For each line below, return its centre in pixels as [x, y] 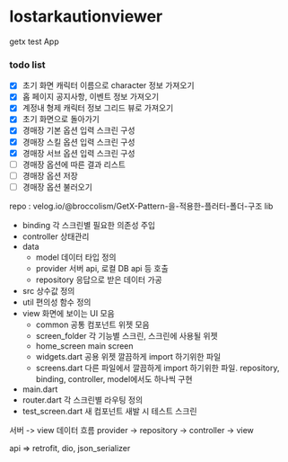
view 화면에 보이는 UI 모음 [68, 313]
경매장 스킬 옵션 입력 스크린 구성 [79, 142]
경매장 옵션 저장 [50, 175]
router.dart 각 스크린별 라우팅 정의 [83, 400]
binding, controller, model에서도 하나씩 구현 [114, 378]
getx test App [35, 41]
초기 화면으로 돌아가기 [61, 120]
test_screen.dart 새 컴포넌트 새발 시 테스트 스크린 [109, 411]
